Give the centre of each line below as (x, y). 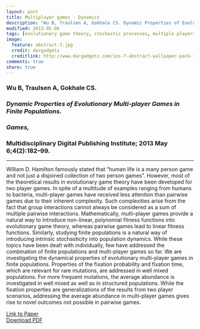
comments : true (25, 61)
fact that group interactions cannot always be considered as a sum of (91, 207)
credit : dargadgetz (36, 51)
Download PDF (24, 320)
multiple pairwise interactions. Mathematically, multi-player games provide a (100, 214)
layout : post (22, 12)
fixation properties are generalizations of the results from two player (90, 290)
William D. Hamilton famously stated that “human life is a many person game (100, 169)
